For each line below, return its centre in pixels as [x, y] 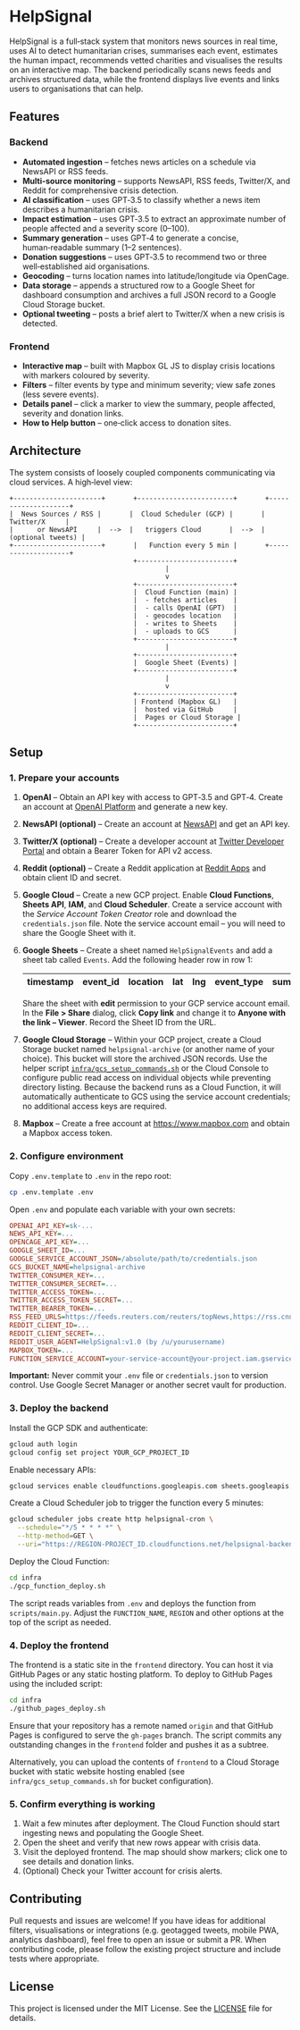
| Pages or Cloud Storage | [187, 717]
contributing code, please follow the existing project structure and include [145, 1949]
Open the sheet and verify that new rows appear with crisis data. [141, 1842]
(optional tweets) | [48, 537]
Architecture [46, 451]
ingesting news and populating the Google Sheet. [113, 1832]
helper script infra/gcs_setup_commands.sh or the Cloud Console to [146, 1068]
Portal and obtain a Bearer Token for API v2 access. [117, 851]
